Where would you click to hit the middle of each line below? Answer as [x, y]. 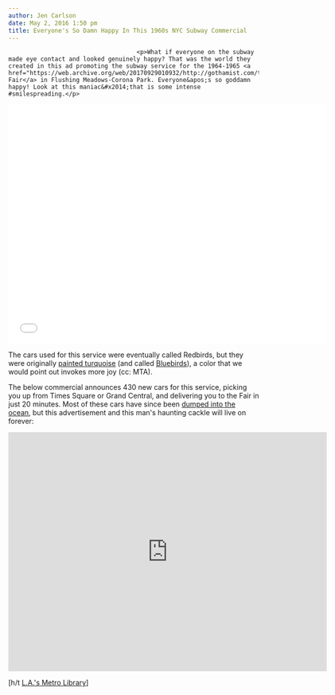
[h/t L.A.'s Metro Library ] [49, 683]
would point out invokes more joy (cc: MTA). [80, 372]
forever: [21, 421]
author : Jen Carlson [43, 16]
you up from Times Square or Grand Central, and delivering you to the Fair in [134, 396]
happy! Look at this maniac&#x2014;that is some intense [105, 87]
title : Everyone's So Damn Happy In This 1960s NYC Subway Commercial [128, 30]
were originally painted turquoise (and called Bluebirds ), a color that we [125, 363]
